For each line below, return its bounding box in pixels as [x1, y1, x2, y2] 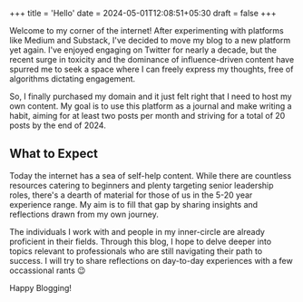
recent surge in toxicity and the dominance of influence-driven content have [9, 54, 295, 64]
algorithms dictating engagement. [9, 73, 136, 84]
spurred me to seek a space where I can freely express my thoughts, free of [9, 63, 294, 74]
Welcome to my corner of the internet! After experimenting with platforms [9, 25, 284, 35]
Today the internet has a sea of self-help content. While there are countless [9, 170, 292, 180]
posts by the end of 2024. [9, 120, 106, 131]
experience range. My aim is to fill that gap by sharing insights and [9, 199, 259, 209]
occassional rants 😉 [9, 265, 86, 276]
